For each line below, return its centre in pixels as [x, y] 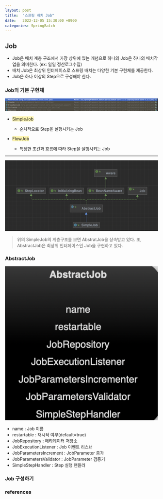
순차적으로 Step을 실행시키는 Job [51, 129]
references [18, 492]
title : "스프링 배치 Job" [30, 15]
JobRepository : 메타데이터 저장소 [45, 441]
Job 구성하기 [19, 479]
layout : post [18, 10]
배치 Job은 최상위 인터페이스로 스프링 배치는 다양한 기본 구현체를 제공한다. [82, 70]
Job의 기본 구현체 [24, 90]
